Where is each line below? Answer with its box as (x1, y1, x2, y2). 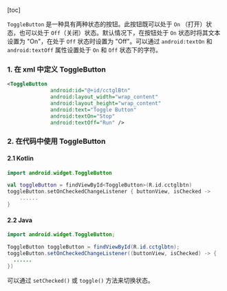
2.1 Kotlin (7, 154, 34, 162)
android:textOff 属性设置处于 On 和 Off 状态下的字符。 (7, 46, 162, 54)
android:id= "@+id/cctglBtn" (50, 87, 131, 94)
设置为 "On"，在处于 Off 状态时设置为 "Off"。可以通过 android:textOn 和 (7, 37, 213, 45)
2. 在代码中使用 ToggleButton (7, 137, 106, 147)
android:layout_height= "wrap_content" (50, 100, 162, 107)
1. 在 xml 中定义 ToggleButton (7, 65, 107, 74)
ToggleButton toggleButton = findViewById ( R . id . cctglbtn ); (7, 244, 180, 250)
